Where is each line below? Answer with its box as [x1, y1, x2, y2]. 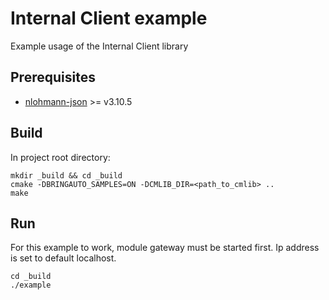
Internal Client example [10, 7, 208, 30]
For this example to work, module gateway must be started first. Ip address [10, 242, 320, 254]
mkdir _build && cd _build [10, 170, 123, 181]
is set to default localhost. [10, 252, 117, 264]
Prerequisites [10, 69, 96, 86]
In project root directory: [10, 151, 111, 163]
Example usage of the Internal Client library [10, 40, 189, 52]
